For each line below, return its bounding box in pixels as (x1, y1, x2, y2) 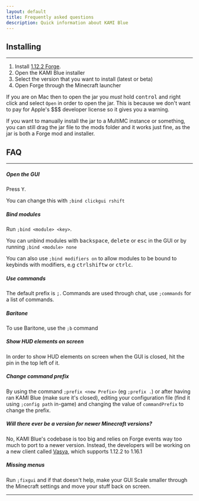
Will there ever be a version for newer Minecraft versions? (6, 420, 153, 427)
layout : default (6, 8, 46, 15)
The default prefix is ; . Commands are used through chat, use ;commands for (6, 289, 191, 296)
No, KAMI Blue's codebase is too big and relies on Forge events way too (6, 435, 182, 442)
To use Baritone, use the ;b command (6, 324, 98, 331)
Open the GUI (6, 170, 40, 178)
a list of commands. (6, 296, 54, 303)
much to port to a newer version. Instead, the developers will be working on (6, 441, 191, 448)
